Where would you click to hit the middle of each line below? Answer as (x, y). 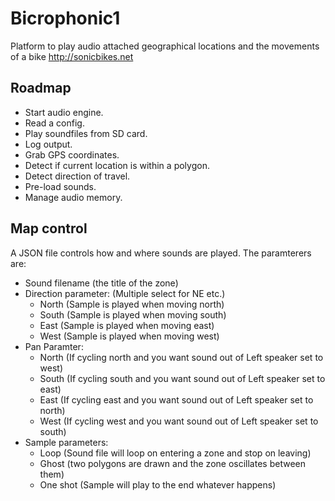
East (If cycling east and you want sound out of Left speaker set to (176, 399)
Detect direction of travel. (77, 176)
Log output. (48, 144)
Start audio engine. (64, 112)
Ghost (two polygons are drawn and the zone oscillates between (172, 463)
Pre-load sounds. (60, 186)
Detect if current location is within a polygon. (117, 165)
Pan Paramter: (54, 346)
